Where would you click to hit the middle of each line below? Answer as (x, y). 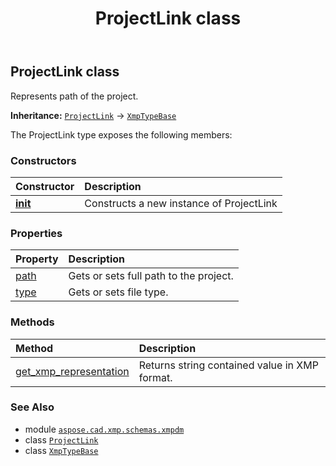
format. (155, 377)
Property (37, 259)
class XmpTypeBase (61, 450)
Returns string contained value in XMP (228, 365)
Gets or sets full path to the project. (151, 276)
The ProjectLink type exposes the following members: (121, 134)
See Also (32, 407)
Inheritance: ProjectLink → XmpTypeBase (93, 115)
